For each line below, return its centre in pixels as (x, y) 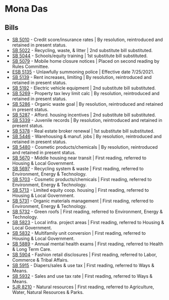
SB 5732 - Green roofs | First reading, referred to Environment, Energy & (87, 211)
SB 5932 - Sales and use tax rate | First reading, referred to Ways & (82, 276)
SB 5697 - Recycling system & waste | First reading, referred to (78, 168)
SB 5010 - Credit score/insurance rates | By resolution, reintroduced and (87, 39)
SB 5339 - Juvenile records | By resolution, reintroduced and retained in (87, 120)
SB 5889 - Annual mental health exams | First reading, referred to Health (88, 244)
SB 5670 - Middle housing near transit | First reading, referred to (79, 158)
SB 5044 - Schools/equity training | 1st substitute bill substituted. (80, 56)
